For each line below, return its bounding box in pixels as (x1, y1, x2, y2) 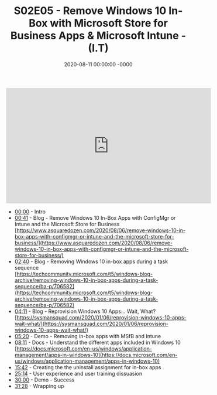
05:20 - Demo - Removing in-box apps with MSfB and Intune (14, 332, 161, 339)
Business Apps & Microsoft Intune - (11, 29, 186, 42)
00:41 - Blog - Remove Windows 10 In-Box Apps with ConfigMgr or (14, 214, 176, 221)
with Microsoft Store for (49, 16, 168, 30)
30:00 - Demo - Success (14, 376, 75, 383)
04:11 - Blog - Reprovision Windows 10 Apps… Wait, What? (14, 308, 156, 315)
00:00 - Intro (14, 208, 46, 215)
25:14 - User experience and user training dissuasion (14, 370, 143, 377)
